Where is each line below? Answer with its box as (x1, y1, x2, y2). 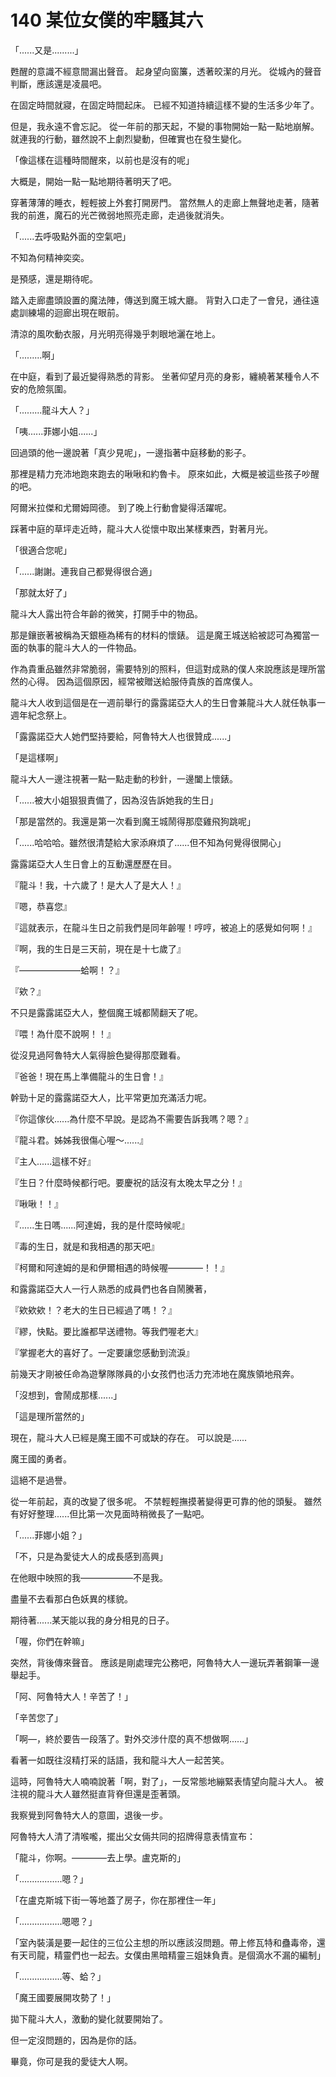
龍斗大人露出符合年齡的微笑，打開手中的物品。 (10, 607, 203, 620)
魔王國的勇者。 (10, 1452, 72, 1465)
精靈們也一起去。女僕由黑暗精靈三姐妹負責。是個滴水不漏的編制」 (53, 1949, 326, 1961)
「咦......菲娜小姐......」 (10, 425, 103, 437)
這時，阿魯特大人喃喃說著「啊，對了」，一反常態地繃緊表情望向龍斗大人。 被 (10, 1775, 324, 1787)
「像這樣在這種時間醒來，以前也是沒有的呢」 (10, 154, 195, 166)
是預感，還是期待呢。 (10, 272, 98, 285)
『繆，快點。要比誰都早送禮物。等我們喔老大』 (10, 1325, 203, 1337)
